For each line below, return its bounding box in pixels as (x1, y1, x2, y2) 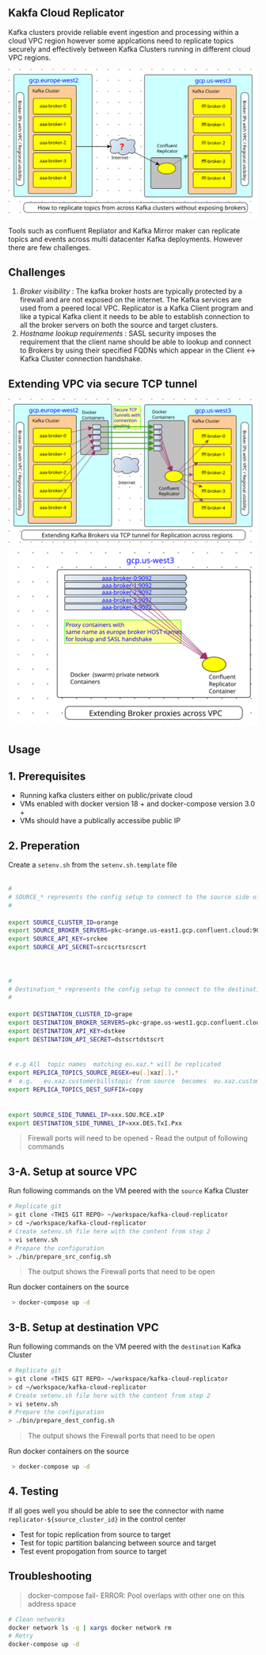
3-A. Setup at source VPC (8, 1164, 138, 1178)
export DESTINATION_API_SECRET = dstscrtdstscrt (8, 1035, 165, 1043)
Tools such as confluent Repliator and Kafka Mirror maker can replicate (8, 225, 241, 235)
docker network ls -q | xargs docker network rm (8, 1623, 172, 1632)
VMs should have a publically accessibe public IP (19, 816, 180, 826)
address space (27, 1599, 77, 1608)
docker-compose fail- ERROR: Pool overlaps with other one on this (27, 1591, 245, 1600)
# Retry (8, 1632, 34, 1640)
